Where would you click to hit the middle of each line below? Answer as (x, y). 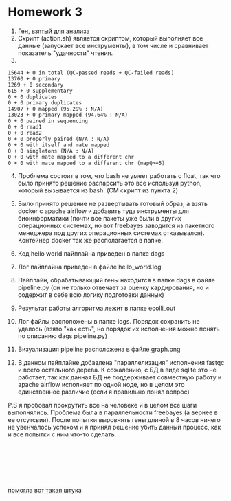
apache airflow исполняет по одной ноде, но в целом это (101, 384)
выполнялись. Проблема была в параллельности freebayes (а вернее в (113, 412)
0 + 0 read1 (25, 127)
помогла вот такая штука (45, 490)
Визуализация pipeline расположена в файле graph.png (99, 349)
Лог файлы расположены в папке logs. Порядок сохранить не (109, 321)
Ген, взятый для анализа (54, 31)
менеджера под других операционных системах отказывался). (111, 233)
